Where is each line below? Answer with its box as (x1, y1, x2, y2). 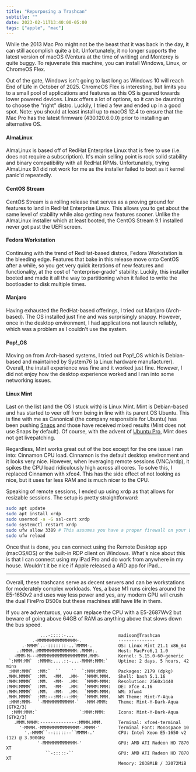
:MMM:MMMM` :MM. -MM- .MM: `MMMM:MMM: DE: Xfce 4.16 (6, 684, 153, 690)
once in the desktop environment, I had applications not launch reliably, (6, 319, 178, 326)
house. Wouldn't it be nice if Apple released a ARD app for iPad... (6, 562, 162, 569)
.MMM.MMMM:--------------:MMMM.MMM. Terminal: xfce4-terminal (13, 719, 181, 725)
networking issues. (6, 377, 52, 384)
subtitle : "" (6, 14, 38, 20)
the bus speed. (6, 621, 43, 628)
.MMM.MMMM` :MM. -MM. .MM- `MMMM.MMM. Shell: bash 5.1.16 (6, 673, 166, 679)
